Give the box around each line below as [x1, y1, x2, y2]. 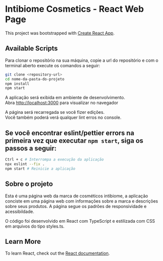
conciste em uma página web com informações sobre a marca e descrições [5, 198, 158, 204]
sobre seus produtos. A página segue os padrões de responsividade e [5, 203, 147, 209]
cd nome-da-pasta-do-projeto [5, 77, 65, 81]
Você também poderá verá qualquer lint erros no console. [5, 114, 121, 121]
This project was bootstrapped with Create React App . [5, 30, 115, 36]
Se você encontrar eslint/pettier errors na [5, 129, 135, 137]
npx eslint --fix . [5, 161, 45, 166]
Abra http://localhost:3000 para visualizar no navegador [5, 100, 118, 106]
